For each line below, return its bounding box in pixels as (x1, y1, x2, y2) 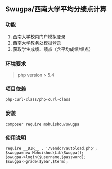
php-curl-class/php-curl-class (5, 97, 71, 102)
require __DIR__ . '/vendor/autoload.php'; (5, 146, 98, 151)
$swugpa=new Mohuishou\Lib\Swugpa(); (5, 150, 84, 155)
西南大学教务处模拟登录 (12, 40, 61, 46)
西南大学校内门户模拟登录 (12, 33, 66, 39)
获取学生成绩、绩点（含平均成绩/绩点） (12, 46, 94, 52)
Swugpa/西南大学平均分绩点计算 (5, 5, 107, 14)
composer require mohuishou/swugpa (5, 122, 80, 127)
